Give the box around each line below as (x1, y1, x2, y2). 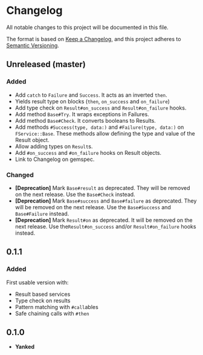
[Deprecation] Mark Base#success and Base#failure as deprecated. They (14, 197, 197, 204)
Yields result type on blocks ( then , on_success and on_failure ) (14, 97, 170, 105)
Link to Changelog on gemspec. (14, 155, 95, 163)
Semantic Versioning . (6, 42, 59, 49)
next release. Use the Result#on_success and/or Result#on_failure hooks (14, 223, 196, 230)
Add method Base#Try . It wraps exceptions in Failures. (14, 110, 149, 118)
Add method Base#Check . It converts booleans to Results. (14, 117, 156, 124)
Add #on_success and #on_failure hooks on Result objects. (14, 149, 162, 156)
